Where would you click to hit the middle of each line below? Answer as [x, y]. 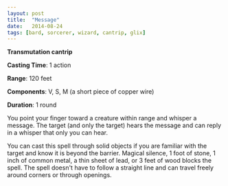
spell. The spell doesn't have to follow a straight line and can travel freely [111, 168]
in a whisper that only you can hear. [58, 133]
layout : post [26, 13]
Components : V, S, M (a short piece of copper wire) [81, 92]
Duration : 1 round [32, 105]
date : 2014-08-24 [35, 26]
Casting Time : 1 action [39, 65]
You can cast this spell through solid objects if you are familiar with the [107, 146]
